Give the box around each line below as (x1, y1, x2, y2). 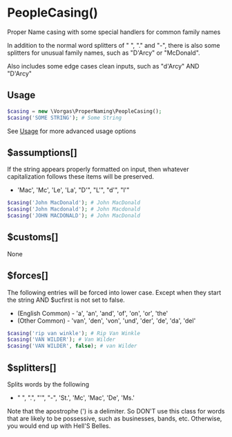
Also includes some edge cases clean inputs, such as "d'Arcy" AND (7, 62, 200, 70)
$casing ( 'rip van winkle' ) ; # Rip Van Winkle (7, 330, 140, 337)
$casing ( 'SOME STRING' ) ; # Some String (7, 114, 122, 121)
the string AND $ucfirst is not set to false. (7, 296, 126, 304)
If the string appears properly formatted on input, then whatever (7, 165, 189, 174)
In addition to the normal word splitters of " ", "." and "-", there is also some (7, 41, 220, 49)
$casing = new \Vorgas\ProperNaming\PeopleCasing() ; (7, 107, 162, 115)
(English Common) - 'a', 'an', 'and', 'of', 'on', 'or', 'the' (17, 309, 168, 317)
